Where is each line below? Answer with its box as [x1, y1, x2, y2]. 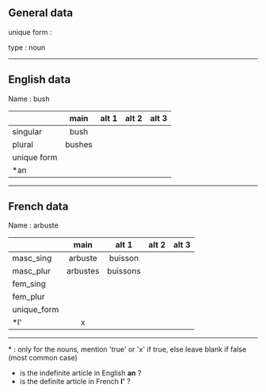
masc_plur [12, 266, 51, 277]
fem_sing [12, 278, 46, 289]
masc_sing [12, 253, 52, 264]
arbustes [66, 266, 100, 277]
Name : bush [8, 94, 50, 104]
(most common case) [8, 353, 78, 363]
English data [8, 73, 71, 86]
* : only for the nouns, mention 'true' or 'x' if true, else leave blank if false [8, 345, 247, 354]
